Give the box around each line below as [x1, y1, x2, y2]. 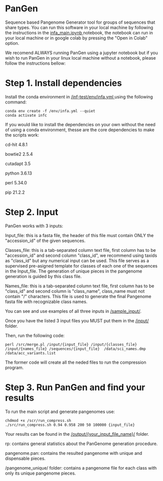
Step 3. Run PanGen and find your [5, 382, 145, 393]
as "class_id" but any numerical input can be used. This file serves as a [5, 257, 149, 264]
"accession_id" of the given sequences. [5, 238, 86, 243]
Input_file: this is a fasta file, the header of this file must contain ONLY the [5, 232, 154, 238]
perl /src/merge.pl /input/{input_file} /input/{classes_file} [5, 342, 137, 347]
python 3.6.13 [5, 170, 32, 176]
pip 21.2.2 [5, 189, 25, 195]
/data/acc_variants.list [5, 350, 56, 355]
